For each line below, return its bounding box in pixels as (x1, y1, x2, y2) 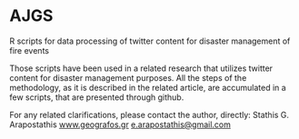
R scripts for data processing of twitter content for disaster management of (9, 35, 291, 46)
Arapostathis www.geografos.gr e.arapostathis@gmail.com (9, 119, 232, 130)
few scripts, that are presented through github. (9, 92, 184, 103)
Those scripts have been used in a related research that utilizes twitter (9, 63, 274, 74)
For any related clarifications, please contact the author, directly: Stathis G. (9, 109, 289, 120)
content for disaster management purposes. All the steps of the (9, 72, 247, 83)
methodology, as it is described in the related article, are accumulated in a (9, 82, 286, 93)
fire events (9, 45, 50, 55)
